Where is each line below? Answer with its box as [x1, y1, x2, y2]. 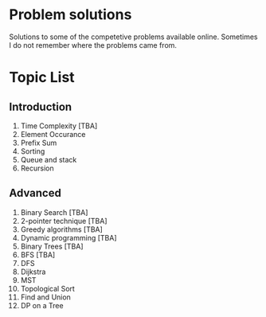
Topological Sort [20, 284, 75, 293]
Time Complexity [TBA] [20, 121, 98, 131]
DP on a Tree [20, 300, 64, 310]
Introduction [9, 100, 72, 113]
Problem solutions [9, 6, 132, 24]
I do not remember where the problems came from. [9, 40, 178, 49]
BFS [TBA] [20, 249, 56, 260]
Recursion [20, 163, 54, 173]
